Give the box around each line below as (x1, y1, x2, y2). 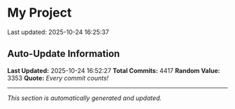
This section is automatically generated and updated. (7, 94, 162, 102)
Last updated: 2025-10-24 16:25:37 (7, 28, 110, 36)
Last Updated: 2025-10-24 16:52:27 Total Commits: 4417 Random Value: (7, 66, 220, 74)
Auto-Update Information (7, 48, 120, 60)
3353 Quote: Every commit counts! (7, 74, 109, 82)
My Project (7, 5, 72, 21)
